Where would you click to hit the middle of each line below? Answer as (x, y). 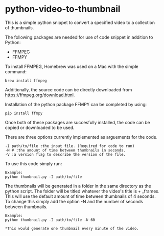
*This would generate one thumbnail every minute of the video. (72, 228)
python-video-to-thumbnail (63, 9)
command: (16, 71)
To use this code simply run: (34, 163)
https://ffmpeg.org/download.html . (40, 95)
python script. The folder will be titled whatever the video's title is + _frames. (82, 191)
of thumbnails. (20, 27)
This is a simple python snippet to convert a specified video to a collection (80, 22)
